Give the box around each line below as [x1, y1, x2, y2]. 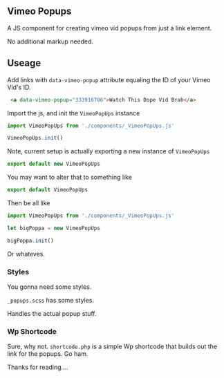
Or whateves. [7, 249, 46, 258]
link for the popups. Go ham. [7, 350, 88, 358]
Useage [7, 57, 41, 69]
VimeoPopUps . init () [7, 135, 64, 142]
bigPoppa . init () [7, 237, 54, 244]
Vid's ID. [7, 83, 31, 91]
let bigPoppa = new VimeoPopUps [7, 225, 100, 231]
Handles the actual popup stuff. [7, 309, 97, 317]
